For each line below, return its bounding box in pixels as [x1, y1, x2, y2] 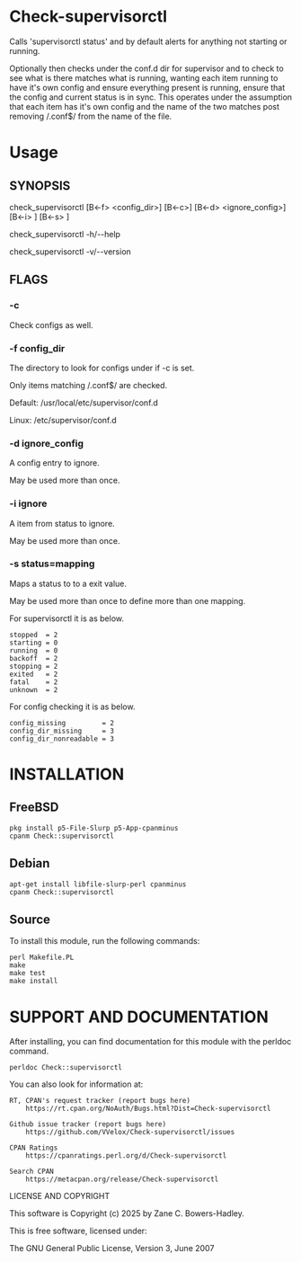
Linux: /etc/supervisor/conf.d [9, 414, 117, 425]
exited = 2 [9, 670, 58, 679]
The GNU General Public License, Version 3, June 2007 [9, 1243, 215, 1254]
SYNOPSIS [9, 178, 71, 193]
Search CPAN [9, 1167, 54, 1177]
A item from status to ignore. [9, 518, 115, 529]
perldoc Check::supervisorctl [9, 1063, 123, 1072]
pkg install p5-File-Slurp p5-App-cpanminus [9, 823, 179, 832]
